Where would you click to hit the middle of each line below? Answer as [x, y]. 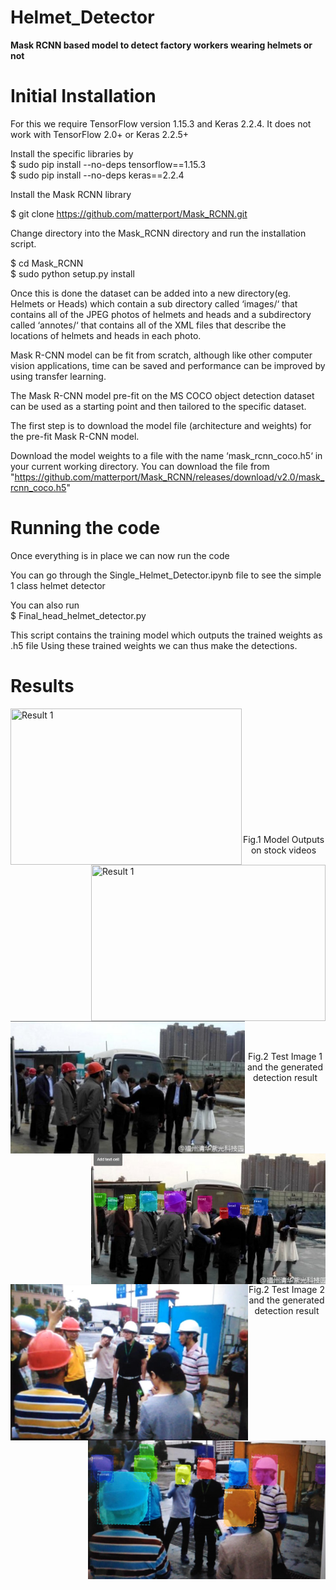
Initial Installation [83, 96]
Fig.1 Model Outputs [283, 839]
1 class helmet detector [58, 585]
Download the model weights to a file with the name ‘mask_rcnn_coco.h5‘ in [166, 455]
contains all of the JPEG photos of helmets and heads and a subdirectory [161, 314]
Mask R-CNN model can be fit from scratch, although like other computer [161, 355]
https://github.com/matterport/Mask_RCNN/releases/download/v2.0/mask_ [169, 477]
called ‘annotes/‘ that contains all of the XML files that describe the [148, 325]
